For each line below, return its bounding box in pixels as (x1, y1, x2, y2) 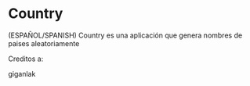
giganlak (8, 69, 36, 78)
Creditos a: (8, 54, 44, 63)
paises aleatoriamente (8, 38, 80, 48)
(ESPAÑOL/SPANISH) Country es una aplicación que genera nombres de (8, 30, 243, 40)
